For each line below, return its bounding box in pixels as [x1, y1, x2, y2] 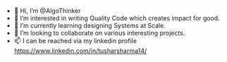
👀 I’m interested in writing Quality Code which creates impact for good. [13, 14, 220, 22]
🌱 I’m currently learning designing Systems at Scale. [13, 22, 166, 29]
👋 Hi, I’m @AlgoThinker [13, 7, 81, 15]
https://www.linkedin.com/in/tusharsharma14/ [13, 47, 147, 55]
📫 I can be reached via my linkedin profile [13, 37, 137, 45]
